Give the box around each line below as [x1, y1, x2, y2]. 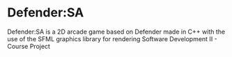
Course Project [7, 42, 51, 50]
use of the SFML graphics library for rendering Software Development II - [7, 34, 217, 43]
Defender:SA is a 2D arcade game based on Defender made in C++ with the [7, 27, 225, 36]
